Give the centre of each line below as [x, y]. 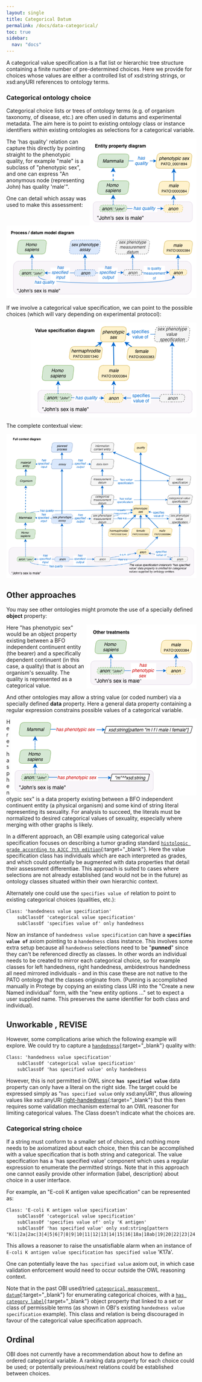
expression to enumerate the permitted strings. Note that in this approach [97, 1167]
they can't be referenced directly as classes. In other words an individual [96, 954]
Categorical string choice [44, 1128]
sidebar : [17, 38]
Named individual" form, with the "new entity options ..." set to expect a [95, 993]
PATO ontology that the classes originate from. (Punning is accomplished [97, 980]
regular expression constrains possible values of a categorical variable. [95, 710]
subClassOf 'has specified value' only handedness [82, 1070]
